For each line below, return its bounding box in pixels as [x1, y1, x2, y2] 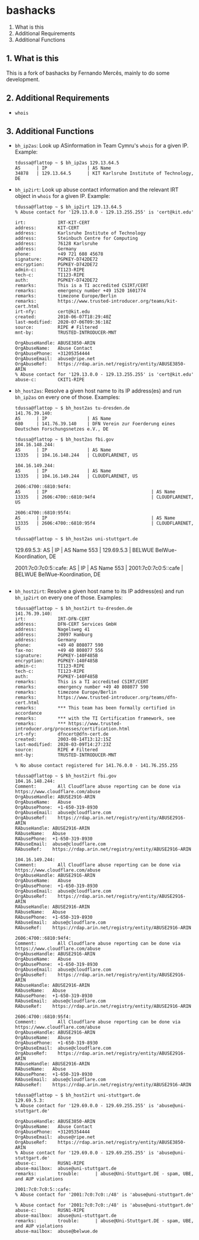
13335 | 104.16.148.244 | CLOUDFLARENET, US [14, 452, 138, 458]
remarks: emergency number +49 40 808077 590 [14, 684, 149, 690]
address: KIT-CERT [14, 225, 79, 231]
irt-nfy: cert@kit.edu [14, 309, 91, 315]
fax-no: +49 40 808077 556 [14, 647, 104, 654]
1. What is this [6, 53, 59, 63]
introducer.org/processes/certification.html [14, 726, 130, 732]
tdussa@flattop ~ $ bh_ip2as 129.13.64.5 [14, 160, 119, 166]
